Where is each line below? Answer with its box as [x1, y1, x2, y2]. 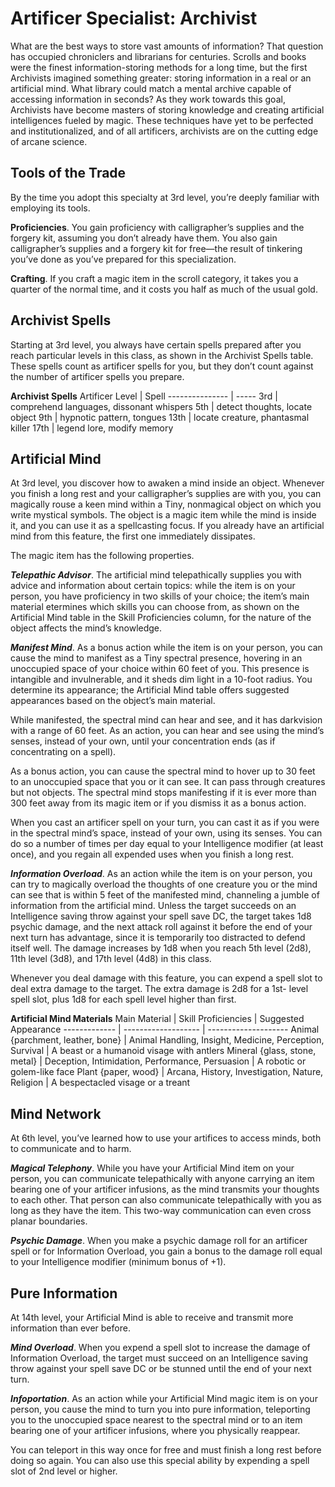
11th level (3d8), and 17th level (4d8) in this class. [10, 953, 212, 965]
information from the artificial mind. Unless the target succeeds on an [10, 900, 297, 912]
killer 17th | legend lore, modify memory [10, 422, 174, 434]
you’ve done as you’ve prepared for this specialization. [10, 253, 237, 265]
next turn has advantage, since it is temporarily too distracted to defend [10, 932, 306, 944]
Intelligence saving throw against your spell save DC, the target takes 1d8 [10, 910, 312, 922]
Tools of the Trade [10, 165, 127, 182]
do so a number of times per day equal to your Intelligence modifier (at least [10, 838, 324, 850]
